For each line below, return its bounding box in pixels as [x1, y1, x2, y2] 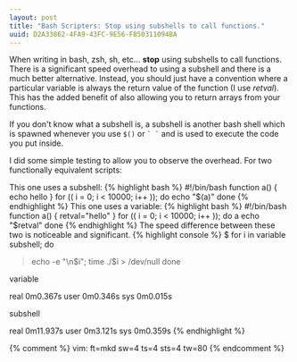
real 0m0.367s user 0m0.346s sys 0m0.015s [9, 291, 172, 302]
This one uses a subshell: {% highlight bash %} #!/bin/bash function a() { [9, 182, 278, 193]
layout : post [9, 13, 58, 22]
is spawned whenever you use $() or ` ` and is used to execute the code [9, 129, 279, 139]
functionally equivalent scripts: [9, 164, 122, 175]
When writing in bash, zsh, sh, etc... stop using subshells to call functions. [9, 55, 283, 65]
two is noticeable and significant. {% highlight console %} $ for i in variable [9, 230, 286, 240]
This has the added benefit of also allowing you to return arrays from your [9, 92, 281, 103]
